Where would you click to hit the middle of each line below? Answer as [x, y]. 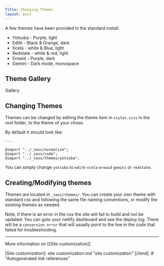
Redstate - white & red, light [40, 53]
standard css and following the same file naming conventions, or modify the [81, 199]
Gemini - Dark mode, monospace [45, 63]
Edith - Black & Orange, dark [41, 42]
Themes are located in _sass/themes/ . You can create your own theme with [81, 194]
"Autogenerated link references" [37, 258]
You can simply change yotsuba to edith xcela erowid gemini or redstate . [79, 167]
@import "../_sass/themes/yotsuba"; [42, 158]
